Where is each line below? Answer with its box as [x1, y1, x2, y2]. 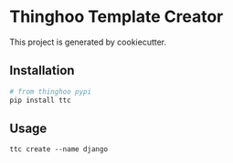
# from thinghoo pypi [9, 87, 92, 97]
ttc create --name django [9, 145, 108, 154]
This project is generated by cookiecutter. [9, 36, 167, 47]
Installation [9, 63, 75, 78]
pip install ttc [9, 96, 71, 105]
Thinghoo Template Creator [9, 6, 224, 27]
